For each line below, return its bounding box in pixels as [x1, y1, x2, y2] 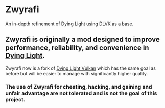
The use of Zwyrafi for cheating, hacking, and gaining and [5, 83, 152, 90]
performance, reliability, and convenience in [5, 44, 149, 52]
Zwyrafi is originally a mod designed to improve [5, 35, 160, 44]
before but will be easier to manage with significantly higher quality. [5, 70, 148, 76]
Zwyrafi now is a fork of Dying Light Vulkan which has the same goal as [5, 65, 156, 71]
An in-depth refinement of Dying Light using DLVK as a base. [5, 20, 134, 27]
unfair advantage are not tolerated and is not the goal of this [5, 90, 157, 97]
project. [5, 96, 26, 103]
